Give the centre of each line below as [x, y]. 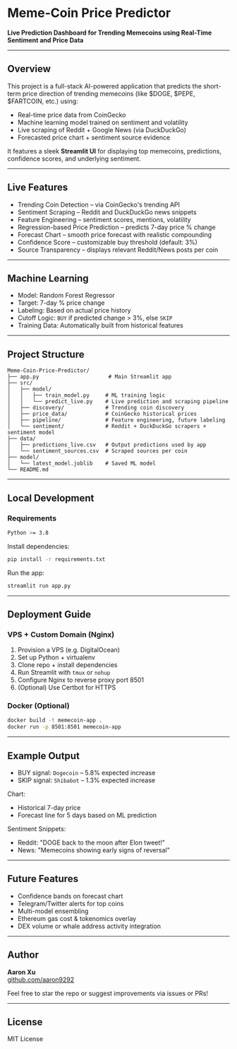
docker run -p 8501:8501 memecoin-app [64, 727]
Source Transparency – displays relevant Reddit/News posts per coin [118, 250]
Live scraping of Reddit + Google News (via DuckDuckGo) [102, 129]
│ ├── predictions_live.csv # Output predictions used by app [107, 445]
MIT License [25, 1039]
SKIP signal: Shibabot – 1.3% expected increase [86, 780]
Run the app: [26, 573]
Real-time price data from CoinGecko [72, 115]
